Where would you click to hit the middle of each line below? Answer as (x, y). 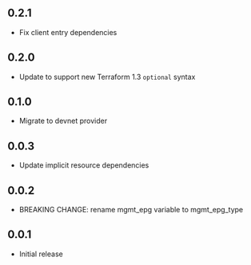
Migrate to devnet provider (63, 121)
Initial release (41, 254)
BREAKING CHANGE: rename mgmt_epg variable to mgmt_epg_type (131, 210)
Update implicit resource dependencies (84, 165)
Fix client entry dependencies (68, 32)
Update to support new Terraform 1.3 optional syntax (107, 77)
